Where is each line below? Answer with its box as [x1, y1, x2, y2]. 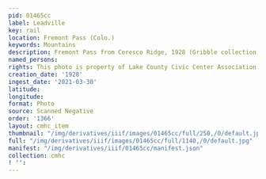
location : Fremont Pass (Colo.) [8, 33, 115, 42]
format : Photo [8, 100, 55, 108]
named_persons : [8, 56, 59, 64]
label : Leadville [8, 19, 66, 27]
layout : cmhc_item [8, 122, 69, 130]
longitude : [8, 93, 44, 101]
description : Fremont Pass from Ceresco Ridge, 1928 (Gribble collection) [8, 48, 260, 56]
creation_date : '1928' [8, 70, 83, 78]
